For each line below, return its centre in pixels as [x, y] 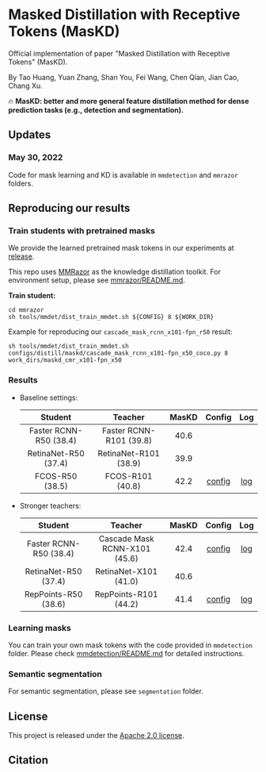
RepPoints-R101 [126, 594]
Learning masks [40, 628]
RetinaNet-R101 [129, 453]
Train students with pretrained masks [82, 230]
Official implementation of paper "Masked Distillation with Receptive [119, 53]
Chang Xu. [26, 86]
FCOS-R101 [129, 476]
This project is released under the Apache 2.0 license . [96, 736]
